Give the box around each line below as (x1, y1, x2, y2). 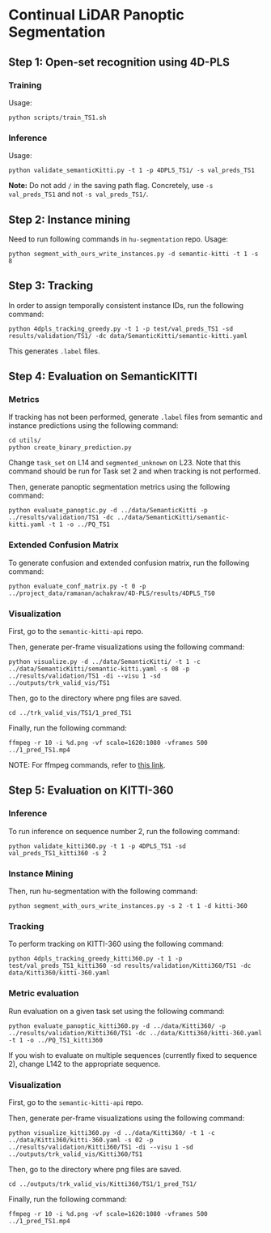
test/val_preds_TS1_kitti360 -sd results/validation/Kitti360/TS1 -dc (8, 962, 252, 970)
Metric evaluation (8, 987, 79, 999)
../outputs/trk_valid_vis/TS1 (8, 679, 111, 687)
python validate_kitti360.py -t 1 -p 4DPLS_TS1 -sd (8, 841, 186, 850)
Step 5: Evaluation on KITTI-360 (8, 784, 174, 798)
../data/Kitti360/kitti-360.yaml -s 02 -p (8, 1136, 154, 1144)
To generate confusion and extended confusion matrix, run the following (8, 558, 250, 567)
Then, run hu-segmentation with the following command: (8, 886, 198, 897)
